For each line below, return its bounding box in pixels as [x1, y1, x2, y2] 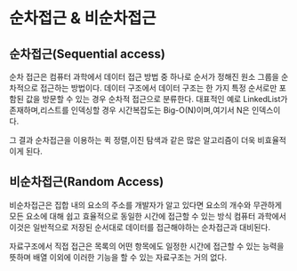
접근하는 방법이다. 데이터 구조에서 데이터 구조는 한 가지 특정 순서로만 [39, 83, 277, 93]
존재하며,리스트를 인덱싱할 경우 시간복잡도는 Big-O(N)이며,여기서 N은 [9, 105, 251, 116]
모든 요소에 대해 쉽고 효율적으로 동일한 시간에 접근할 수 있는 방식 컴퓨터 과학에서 [9, 211, 287, 221]
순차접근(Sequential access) [9, 46, 166, 61]
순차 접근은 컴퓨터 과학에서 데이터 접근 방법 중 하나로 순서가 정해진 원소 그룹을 [9, 72, 280, 82]
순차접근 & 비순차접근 [9, 8, 157, 28]
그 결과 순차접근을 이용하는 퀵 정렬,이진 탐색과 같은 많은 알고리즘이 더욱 [9, 135, 256, 145]
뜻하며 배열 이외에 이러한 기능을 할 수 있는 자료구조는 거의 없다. [9, 251, 228, 262]
